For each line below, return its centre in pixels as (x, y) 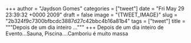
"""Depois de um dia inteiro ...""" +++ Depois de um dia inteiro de (85, 27)
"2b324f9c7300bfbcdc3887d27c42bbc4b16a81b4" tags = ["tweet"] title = (95, 21)
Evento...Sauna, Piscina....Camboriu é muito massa (67, 34)
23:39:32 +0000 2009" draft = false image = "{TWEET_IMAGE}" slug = (91, 15)
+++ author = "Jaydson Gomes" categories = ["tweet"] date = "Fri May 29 (95, 9)
